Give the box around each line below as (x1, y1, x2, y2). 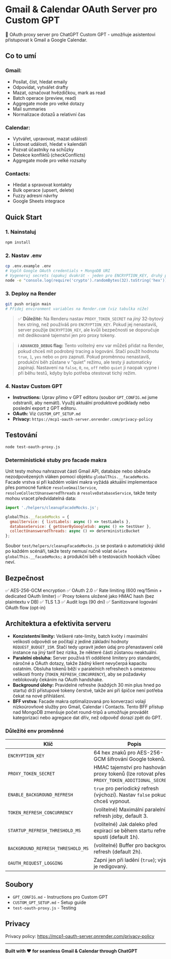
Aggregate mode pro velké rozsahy (12, 157, 87, 163)
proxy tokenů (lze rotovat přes (93, 770, 165, 777)
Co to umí (5, 52, 37, 60)
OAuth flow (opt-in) (5, 605, 46, 611)
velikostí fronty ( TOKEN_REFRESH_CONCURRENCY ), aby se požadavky (12, 671, 146, 677)
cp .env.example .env (5, 263, 51, 269)
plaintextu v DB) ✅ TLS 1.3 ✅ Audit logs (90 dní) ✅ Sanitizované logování (5, 598, 158, 605)
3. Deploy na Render (5, 290, 56, 297)
